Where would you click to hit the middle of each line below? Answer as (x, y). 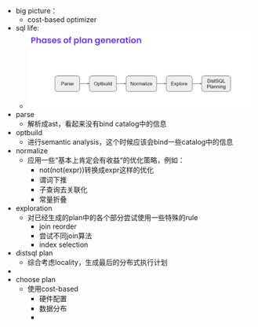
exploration (34, 208)
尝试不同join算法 (65, 236)
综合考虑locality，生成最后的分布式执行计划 (97, 263)
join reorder (58, 226)
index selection (64, 244)
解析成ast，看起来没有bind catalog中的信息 (97, 124)
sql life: (27, 28)
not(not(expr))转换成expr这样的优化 (96, 170)
